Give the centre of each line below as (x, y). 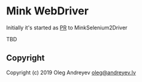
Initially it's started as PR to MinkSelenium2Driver (67, 28)
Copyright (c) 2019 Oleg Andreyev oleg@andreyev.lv (71, 72)
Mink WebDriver (47, 11)
